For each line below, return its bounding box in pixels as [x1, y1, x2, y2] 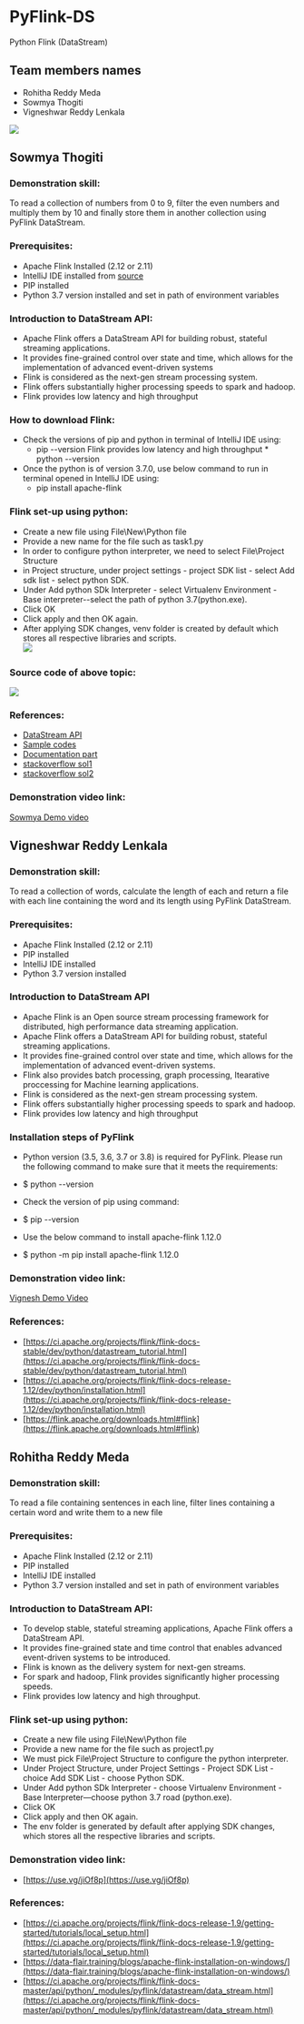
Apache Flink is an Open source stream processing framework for [22, 1011, 270, 1022]
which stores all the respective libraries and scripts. [22, 1831, 216, 1842]
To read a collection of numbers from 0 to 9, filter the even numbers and [9, 197, 279, 208]
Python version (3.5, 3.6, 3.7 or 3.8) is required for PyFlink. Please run [22, 1151, 283, 1162]
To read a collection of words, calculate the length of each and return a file [9, 885, 289, 897]
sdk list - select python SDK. [22, 574, 130, 585]
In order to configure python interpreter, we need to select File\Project [22, 545, 285, 556]
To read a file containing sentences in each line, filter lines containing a [9, 1497, 275, 1508]
